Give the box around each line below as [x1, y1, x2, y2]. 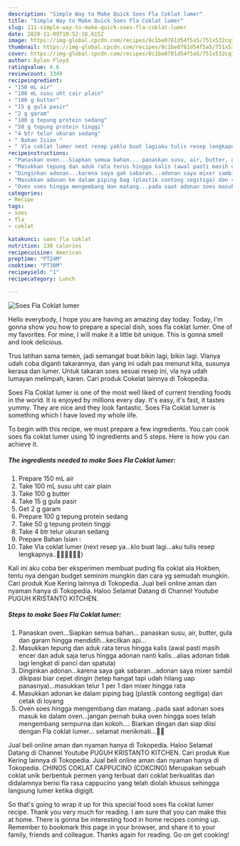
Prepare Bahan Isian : [18, 534, 81, 543]
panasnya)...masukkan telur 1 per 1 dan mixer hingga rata [18, 681, 186, 690]
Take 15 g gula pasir [18, 496, 78, 505]
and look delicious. [8, 337, 63, 346]
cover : [8, 51, 28, 58]
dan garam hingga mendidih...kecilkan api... [18, 636, 147, 644]
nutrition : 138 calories [8, 242, 82, 250]
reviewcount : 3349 [8, 70, 63, 77]
